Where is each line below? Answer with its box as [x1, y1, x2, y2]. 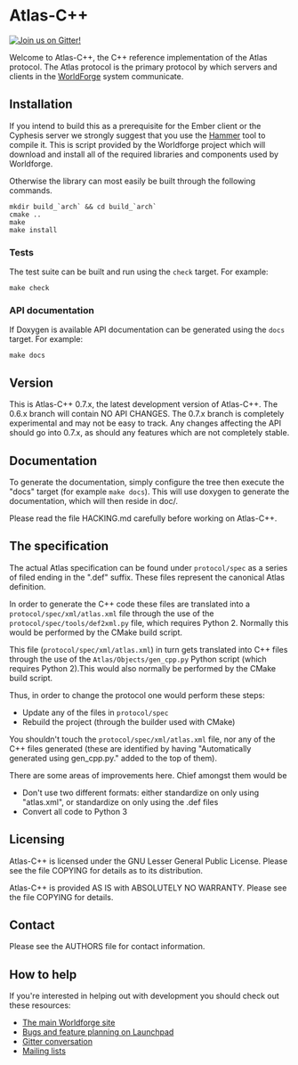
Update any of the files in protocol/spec [21, 707, 169, 718]
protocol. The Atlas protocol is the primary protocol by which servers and [9, 61, 278, 72]
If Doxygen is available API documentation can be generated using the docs [9, 324, 286, 335]
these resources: [9, 1000, 71, 1011]
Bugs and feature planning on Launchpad [21, 1027, 174, 1037]
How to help [9, 967, 77, 982]
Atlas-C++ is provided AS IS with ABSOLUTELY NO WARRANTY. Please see [9, 882, 287, 893]
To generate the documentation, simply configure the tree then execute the [9, 476, 285, 487]
